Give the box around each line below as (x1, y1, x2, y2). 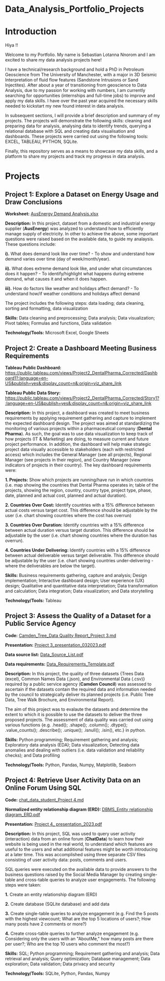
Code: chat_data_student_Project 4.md (5, 797, 84, 803)
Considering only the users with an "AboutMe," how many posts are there (5, 935, 154, 942)
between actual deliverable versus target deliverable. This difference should (5, 552, 159, 558)
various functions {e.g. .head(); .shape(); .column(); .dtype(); (5, 721, 128, 728)
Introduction (5, 26, 57, 37)
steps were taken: (5, 882, 41, 888)
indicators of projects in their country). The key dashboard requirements (5, 462, 151, 468)
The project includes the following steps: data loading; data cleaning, (5, 300, 145, 306)
